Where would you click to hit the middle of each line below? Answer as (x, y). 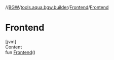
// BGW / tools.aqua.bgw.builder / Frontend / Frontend (57, 7)
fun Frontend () (20, 52)
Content (14, 47)
